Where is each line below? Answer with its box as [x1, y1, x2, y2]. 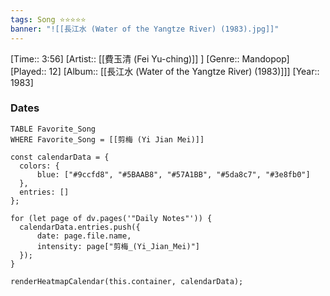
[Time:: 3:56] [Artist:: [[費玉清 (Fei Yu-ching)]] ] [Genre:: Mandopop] [10, 52, 290, 65]
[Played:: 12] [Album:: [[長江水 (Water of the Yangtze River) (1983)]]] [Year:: [10, 65, 320, 77]
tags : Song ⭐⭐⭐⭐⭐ [10, 14, 87, 25]
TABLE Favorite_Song [10, 124, 97, 134]
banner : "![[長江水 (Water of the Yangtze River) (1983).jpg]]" [10, 24, 280, 34]
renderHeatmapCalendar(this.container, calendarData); [10, 276, 244, 286]
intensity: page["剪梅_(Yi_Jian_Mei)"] [36, 241, 200, 251]
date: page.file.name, [36, 231, 132, 241]
